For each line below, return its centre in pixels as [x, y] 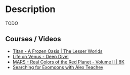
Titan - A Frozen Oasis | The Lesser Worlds [57, 51]
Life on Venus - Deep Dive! [41, 56]
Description [30, 9]
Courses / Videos [33, 39]
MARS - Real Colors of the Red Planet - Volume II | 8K [69, 62]
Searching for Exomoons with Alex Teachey [58, 67]
